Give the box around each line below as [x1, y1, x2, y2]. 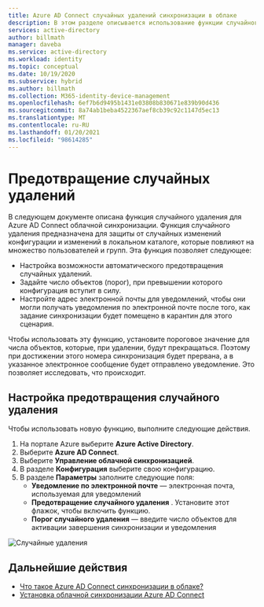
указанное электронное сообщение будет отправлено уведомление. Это [8, 359, 255, 370]
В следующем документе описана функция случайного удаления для [8, 212, 242, 222]
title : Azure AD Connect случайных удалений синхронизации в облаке [8, 11, 237, 20]
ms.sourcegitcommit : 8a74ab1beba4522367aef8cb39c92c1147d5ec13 [8, 107, 220, 115]
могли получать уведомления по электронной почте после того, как [19, 303, 251, 312]
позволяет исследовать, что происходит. [8, 368, 146, 377]
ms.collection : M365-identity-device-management [8, 92, 170, 100]
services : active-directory [8, 26, 101, 34]
